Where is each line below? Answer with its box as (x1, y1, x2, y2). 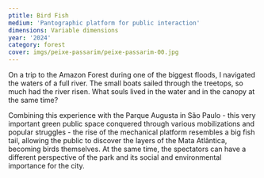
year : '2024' (8, 33, 52, 42)
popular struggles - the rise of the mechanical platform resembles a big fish (8, 127, 255, 137)
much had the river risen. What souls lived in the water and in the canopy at (8, 87, 255, 96)
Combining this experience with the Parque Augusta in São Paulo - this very (8, 111, 256, 119)
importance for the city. (8, 161, 85, 170)
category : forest (8, 41, 66, 49)
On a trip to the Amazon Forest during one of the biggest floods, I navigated (8, 70, 256, 79)
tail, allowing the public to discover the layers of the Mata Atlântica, (8, 136, 228, 145)
